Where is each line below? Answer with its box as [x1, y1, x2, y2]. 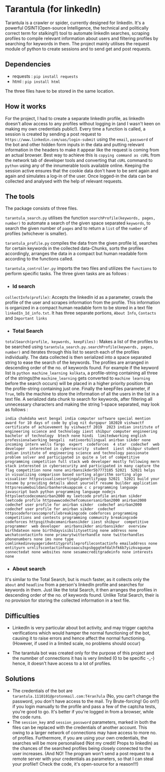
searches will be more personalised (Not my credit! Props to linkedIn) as [12, 740, 159, 746]
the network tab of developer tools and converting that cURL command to [5, 157, 153, 163]
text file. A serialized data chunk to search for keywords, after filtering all [5, 396, 153, 402]
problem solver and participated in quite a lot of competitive [5, 454, 140, 460]
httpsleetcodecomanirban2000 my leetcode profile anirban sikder [5, 493, 142, 498]
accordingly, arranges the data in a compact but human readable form [5, 251, 148, 257]
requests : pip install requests [12, 73, 78, 79]
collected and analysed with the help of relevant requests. [5, 178, 123, 184]
